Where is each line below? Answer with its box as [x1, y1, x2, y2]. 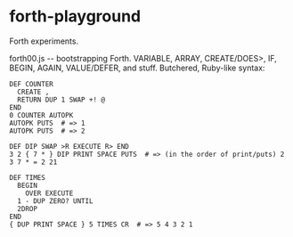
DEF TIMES [9, 173, 46, 182]
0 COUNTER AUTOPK [9, 110, 74, 119]
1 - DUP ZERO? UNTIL [17, 196, 94, 206]
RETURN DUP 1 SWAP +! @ [17, 95, 105, 104]
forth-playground [9, 6, 141, 27]
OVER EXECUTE [25, 189, 74, 198]
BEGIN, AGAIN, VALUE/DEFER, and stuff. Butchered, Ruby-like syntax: [9, 62, 265, 73]
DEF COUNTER [9, 79, 53, 88]
